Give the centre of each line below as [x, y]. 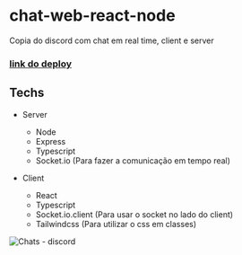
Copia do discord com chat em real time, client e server [112, 40]
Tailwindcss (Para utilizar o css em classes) [116, 224]
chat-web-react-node [93, 16]
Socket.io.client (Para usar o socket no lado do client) [134, 214]
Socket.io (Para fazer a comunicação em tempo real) [133, 160]
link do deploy [41, 64]
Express [51, 141]
